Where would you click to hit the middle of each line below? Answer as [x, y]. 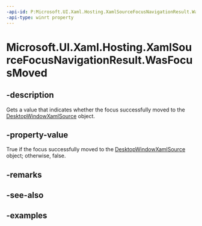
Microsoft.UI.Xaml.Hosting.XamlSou [99, 47]
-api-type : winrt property [40, 17]
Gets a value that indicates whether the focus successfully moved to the [96, 110]
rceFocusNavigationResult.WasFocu [99, 60]
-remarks [24, 174]
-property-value [37, 135]
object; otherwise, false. [36, 156]
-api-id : [17, 12]
